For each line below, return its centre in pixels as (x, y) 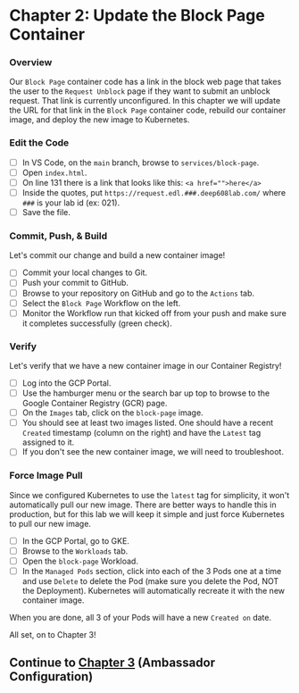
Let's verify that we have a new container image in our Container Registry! (145, 366)
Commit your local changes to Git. (85, 272)
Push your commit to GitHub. (75, 283)
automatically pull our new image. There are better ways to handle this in (143, 505)
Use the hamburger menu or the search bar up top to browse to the (146, 393)
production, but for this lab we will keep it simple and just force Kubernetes (147, 513)
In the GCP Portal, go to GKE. (75, 540)
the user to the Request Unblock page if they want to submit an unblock (140, 91)
